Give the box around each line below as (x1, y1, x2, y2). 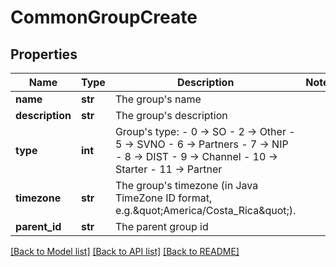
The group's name (114, 92, 202, 106)
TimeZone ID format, (114, 191, 213, 205)
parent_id (15, 220, 62, 233)
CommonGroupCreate (10, 6, 198, 29)
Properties (10, 46, 78, 63)
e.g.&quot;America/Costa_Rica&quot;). (114, 204, 297, 217)
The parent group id (114, 220, 209, 233)
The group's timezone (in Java (114, 179, 259, 192)
